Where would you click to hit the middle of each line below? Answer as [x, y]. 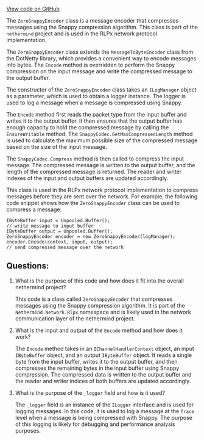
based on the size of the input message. [57, 147]
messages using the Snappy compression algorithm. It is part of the [100, 305]
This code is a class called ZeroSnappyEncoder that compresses [94, 299]
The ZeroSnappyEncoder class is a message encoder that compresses [93, 20]
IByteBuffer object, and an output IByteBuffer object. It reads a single [104, 355]
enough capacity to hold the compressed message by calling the [88, 127]
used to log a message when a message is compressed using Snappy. [94, 103]
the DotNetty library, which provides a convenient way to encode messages [101, 58]
